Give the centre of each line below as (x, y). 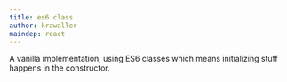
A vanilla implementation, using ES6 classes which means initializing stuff (143, 59)
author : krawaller (43, 26)
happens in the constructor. (60, 68)
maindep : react (37, 34)
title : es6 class (41, 17)
